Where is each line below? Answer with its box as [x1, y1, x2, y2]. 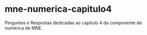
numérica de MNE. [4, 25, 43, 31]
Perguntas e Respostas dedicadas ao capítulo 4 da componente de [4, 20, 142, 26]
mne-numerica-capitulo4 [4, 3, 112, 15]
